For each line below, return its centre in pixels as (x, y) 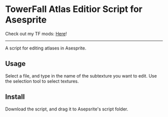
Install (15, 97)
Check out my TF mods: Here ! (36, 33)
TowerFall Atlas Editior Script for (74, 9)
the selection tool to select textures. (42, 81)
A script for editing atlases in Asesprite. (46, 48)
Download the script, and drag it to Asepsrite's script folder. (67, 109)
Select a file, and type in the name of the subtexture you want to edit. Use (81, 75)
